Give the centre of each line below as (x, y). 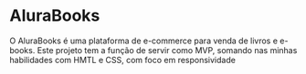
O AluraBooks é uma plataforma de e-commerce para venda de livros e (144, 41)
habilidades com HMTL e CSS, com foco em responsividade (122, 60)
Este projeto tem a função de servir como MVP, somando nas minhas (167, 50)
